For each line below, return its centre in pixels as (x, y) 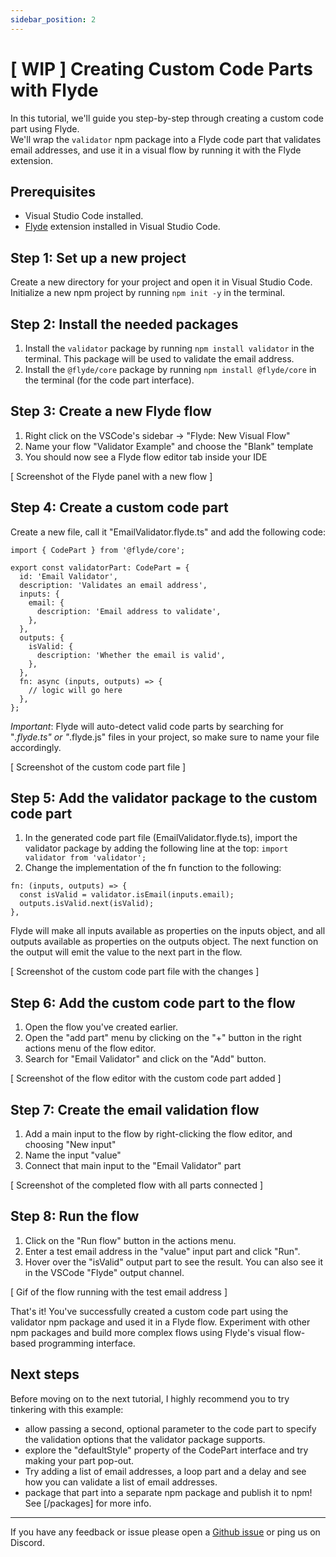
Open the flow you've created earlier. (101, 1027)
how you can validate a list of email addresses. (121, 1482)
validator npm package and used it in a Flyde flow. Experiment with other (160, 1322)
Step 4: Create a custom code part (119, 507)
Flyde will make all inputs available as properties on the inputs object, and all (168, 931)
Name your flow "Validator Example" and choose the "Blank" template (169, 446)
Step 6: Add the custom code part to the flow (153, 1002)
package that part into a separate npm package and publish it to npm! (168, 1492)
